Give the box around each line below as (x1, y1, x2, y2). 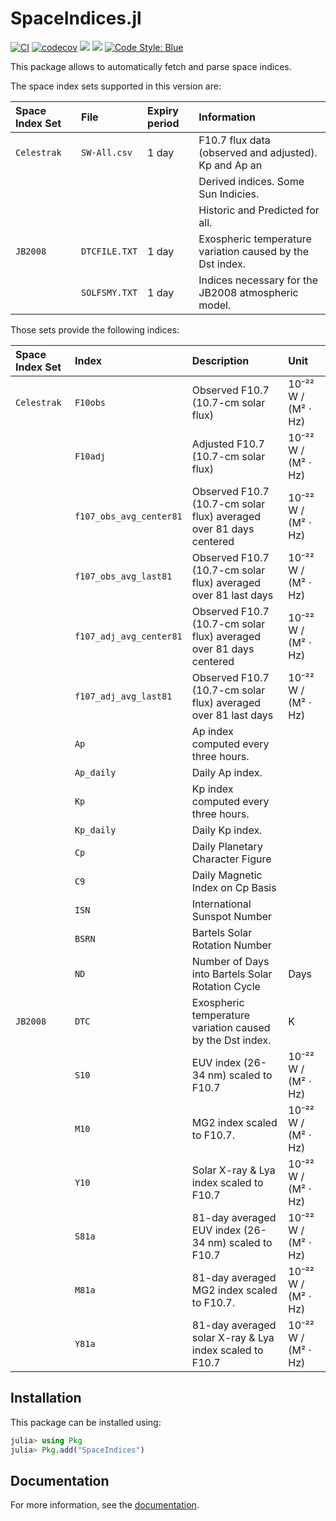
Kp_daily (74, 824, 117, 836)
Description (191, 353, 250, 367)
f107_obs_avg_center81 (74, 510, 183, 522)
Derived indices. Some (198, 174, 305, 188)
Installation (10, 1390, 82, 1407)
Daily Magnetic (191, 868, 263, 882)
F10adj (74, 450, 107, 462)
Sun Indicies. (198, 187, 260, 201)
